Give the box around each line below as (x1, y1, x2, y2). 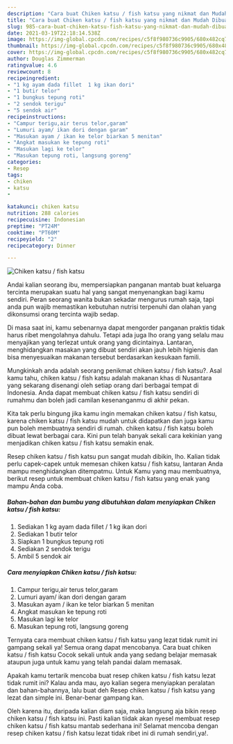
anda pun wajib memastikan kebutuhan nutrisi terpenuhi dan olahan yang (7, 303, 217, 311)
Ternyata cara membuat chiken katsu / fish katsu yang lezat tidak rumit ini (7, 636, 218, 644)
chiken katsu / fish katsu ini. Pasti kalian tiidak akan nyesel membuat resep (7, 714, 221, 722)
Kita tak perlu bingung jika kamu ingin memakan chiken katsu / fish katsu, (7, 409, 217, 418)
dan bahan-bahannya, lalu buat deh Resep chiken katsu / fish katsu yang (7, 686, 216, 695)
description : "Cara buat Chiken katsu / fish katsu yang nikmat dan (7, 10, 209, 17)
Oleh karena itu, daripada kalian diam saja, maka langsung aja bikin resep (7, 707, 217, 716)
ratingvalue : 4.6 (7, 62, 58, 69)
